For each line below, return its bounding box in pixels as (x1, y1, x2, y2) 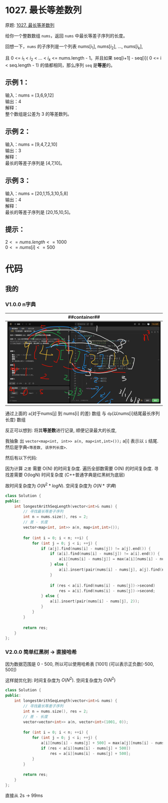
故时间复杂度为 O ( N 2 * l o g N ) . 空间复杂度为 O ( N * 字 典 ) (5, 482, 116, 489)
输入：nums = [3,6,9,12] (5, 92, 54, 98)
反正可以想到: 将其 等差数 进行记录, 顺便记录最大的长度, (5, 428, 116, 434)
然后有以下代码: (5, 455, 37, 461)
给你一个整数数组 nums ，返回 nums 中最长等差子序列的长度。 (5, 33, 128, 39)
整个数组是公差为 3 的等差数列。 (5, 111, 72, 117)
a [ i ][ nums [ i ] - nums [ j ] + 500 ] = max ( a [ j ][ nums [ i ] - (40, 740, 153, 746)
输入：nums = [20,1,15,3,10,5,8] (5, 190, 68, 196)
